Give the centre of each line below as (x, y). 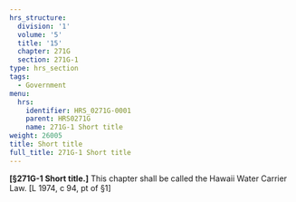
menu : (19, 93)
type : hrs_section (44, 69)
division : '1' (44, 26)
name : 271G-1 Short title (75, 128)
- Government (42, 85)
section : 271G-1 (48, 60)
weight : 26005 (36, 136)
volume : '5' (40, 34)
